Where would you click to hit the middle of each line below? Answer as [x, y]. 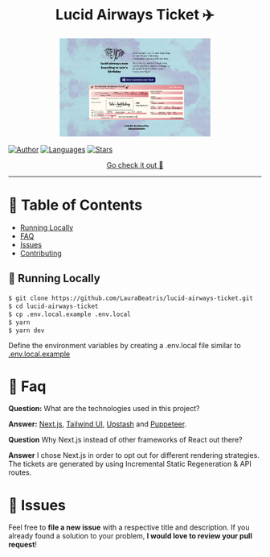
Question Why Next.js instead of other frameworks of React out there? [125, 440]
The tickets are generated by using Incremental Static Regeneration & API [130, 464]
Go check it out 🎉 [135, 164]
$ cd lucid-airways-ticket [53, 306]
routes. [20, 472]
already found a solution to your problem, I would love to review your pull [131, 536]
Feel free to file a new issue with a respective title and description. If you [129, 527]
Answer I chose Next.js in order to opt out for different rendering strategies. [134, 455]
